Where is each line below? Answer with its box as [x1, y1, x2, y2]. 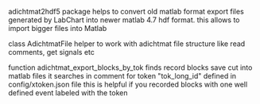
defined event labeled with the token [8, 88, 128, 98]
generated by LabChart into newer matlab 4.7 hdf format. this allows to [8, 15, 240, 25]
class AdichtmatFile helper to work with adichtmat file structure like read [8, 39, 246, 48]
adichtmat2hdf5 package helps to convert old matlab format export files [8, 7, 244, 16]
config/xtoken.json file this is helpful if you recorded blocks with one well [8, 79, 248, 89]
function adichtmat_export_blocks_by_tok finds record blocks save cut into [8, 63, 253, 72]
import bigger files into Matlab [8, 24, 107, 33]
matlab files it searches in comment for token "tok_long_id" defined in [8, 71, 237, 80]
